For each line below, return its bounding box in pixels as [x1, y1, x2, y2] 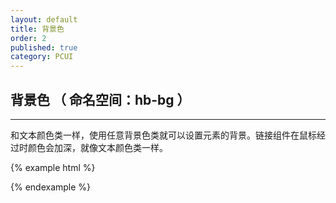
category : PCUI [10, 52, 74, 62]
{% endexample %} [10, 181, 92, 193]
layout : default [10, 14, 78, 25]
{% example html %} [10, 161, 96, 173]
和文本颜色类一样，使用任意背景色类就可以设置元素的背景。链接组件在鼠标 [10, 129, 317, 141]
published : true [10, 42, 78, 53]
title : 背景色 [10, 24, 65, 34]
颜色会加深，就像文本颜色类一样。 [27, 141, 168, 153]
